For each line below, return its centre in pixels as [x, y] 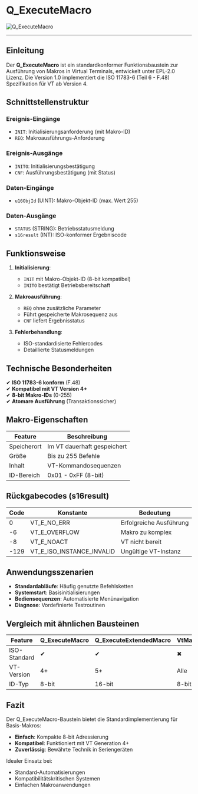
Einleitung [25, 51]
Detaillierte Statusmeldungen [59, 350]
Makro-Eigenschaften [47, 420]
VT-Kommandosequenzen [84, 465]
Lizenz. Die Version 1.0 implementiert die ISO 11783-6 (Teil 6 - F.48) [88, 77]
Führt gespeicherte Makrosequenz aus [70, 314]
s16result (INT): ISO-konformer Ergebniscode [70, 235]
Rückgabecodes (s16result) [58, 496]
